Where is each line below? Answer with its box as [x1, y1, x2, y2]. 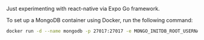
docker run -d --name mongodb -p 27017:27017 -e [6, 28, 132, 34]
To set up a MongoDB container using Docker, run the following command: [6, 17, 193, 23]
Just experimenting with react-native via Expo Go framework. [6, 5, 160, 12]
